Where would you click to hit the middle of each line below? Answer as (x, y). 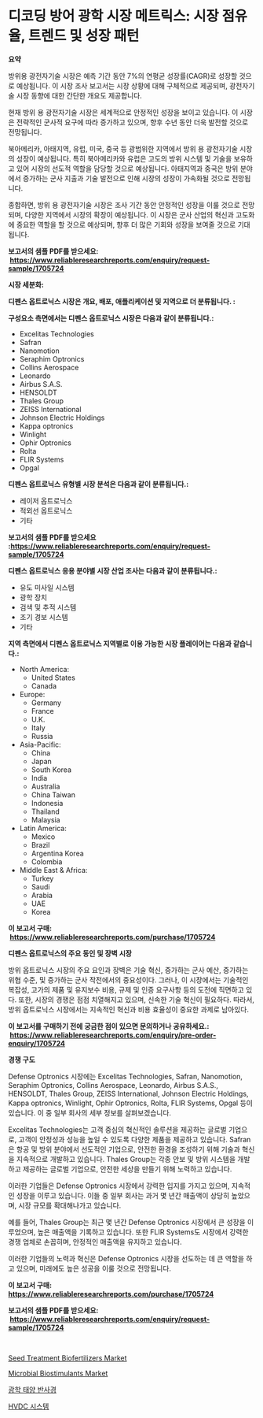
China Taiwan (53, 794)
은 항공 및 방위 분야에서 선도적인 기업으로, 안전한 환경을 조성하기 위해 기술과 (124, 1149)
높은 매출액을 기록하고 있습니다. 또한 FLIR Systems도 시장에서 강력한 (143, 1232)
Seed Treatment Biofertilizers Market (68, 1358)
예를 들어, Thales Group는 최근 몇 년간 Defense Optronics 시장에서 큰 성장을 (127, 1222)
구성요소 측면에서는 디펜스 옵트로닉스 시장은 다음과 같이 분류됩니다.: (111, 318)
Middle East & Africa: (53, 870)
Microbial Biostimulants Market (58, 1373)
